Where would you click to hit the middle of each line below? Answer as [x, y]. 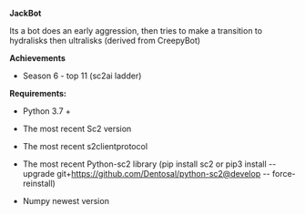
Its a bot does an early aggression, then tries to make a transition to [136, 31]
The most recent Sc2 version [77, 128]
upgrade [39, 174]
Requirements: [38, 93]
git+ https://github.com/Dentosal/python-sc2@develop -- [163, 174]
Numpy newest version [66, 201]
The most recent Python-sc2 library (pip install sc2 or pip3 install [144, 164]
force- [284, 174]
